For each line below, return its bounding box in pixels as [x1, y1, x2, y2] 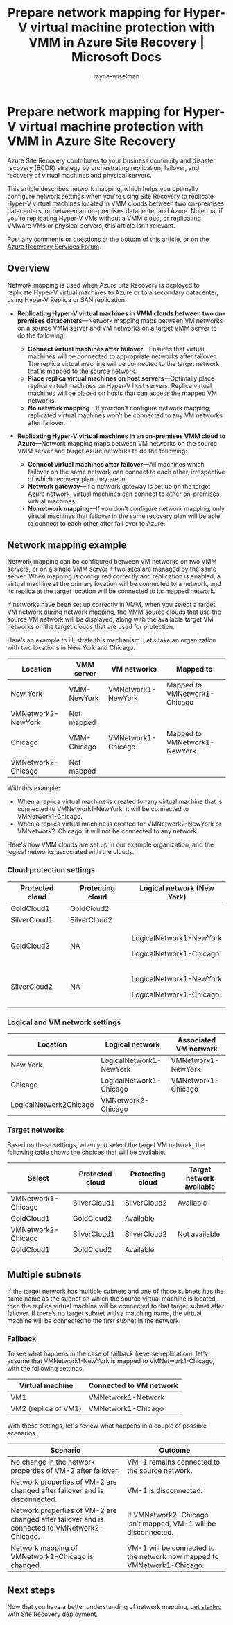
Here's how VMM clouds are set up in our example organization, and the [7, 840, 214, 849]
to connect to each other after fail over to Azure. [27, 519, 166, 527]
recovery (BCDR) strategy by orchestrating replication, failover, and [7, 163, 200, 172]
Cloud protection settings [7, 865, 96, 875]
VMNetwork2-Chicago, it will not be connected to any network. [17, 827, 199, 835]
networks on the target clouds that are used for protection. [7, 623, 175, 631]
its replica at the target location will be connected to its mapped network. [7, 587, 216, 595]
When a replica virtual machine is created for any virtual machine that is [17, 797, 223, 806]
